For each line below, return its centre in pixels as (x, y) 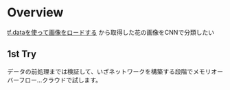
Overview (35, 13)
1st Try (22, 54)
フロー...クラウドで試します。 (60, 80)
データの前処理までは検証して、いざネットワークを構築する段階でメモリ (109, 71)
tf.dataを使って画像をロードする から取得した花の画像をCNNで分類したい (111, 32)
